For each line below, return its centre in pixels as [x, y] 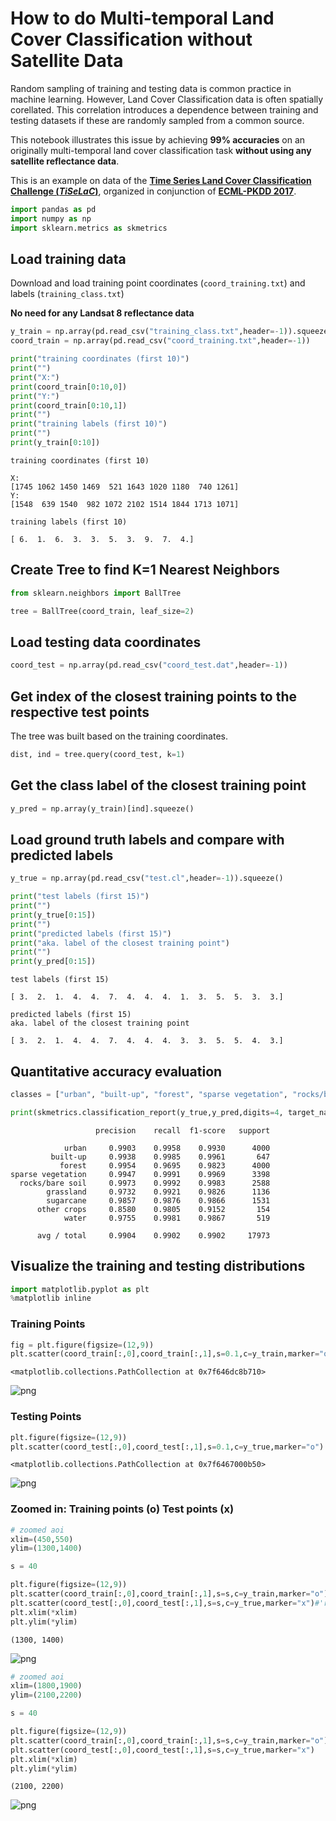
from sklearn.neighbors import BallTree [96, 593]
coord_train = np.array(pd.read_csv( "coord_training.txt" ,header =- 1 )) [160, 341]
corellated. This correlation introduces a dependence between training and [164, 109]
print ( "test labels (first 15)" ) [80, 897]
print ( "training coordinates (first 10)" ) [100, 359]
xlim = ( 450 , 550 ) [42, 1539]
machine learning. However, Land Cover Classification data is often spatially [167, 99]
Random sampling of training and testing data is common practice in [151, 88]
